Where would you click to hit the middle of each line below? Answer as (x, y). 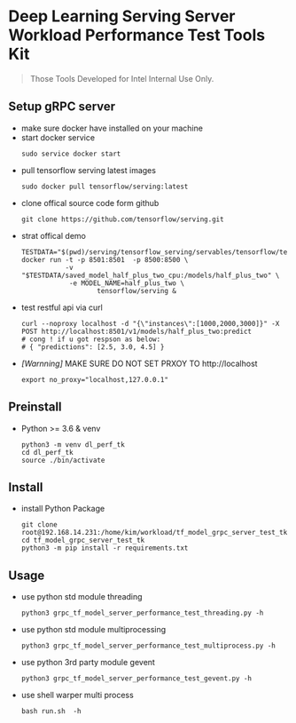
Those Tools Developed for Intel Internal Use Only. (122, 78)
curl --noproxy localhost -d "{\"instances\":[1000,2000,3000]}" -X (150, 323)
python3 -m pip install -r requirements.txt (105, 548)
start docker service (58, 137)
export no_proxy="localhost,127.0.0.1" (95, 379)
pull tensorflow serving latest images (89, 170)
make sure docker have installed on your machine (112, 128)
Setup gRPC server (62, 107)
